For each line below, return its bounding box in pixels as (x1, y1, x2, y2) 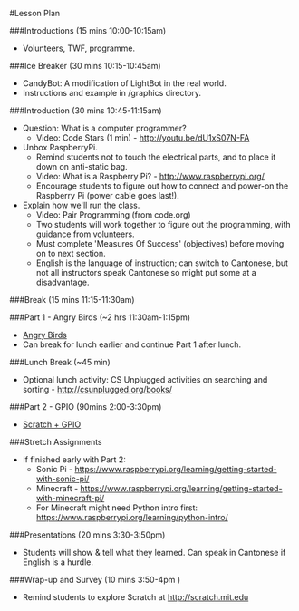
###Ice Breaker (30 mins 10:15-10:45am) (9, 61, 161, 71)
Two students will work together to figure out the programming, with (35, 219, 292, 229)
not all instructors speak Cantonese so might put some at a (35, 267, 256, 277)
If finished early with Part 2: (22, 454, 127, 465)
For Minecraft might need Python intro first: (35, 502, 198, 513)
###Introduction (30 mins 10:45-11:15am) (9, 105, 162, 116)
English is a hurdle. (22, 557, 93, 567)
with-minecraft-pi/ (35, 493, 105, 503)
